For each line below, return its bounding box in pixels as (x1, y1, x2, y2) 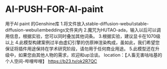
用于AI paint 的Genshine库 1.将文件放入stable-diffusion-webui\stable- (5, 20, 149, 26)
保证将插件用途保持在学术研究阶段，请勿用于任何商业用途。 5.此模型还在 (5, 45, 155, 51)
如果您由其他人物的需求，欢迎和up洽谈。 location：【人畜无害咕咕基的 (18, 51, 162, 58)
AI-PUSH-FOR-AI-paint (5, 3, 104, 15)
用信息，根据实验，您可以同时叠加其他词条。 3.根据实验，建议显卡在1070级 (5, 33, 161, 39)
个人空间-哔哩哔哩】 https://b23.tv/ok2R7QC (5, 58, 97, 64)
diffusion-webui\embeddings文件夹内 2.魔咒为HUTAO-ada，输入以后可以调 (5, 26, 161, 33)
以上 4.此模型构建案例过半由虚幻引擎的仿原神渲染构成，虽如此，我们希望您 (5, 39, 160, 45)
